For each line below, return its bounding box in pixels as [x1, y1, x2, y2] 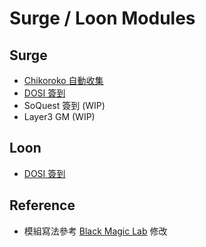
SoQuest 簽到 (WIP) [23, 100, 106, 111]
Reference [9, 197, 76, 214]
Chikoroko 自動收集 [23, 75, 104, 86]
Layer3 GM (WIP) [23, 111, 96, 122]
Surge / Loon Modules [9, 7, 196, 30]
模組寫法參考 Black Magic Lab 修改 [23, 225, 168, 237]
